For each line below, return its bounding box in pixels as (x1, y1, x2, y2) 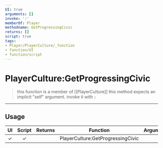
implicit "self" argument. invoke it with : (16, 94, 97, 100)
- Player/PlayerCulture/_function (5, 43, 75, 48)
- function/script (5, 52, 42, 57)
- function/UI (5, 47, 34, 52)
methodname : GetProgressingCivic (5, 25, 73, 30)
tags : (5, 39, 16, 44)
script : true (5, 34, 32, 39)
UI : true (5, 7, 23, 12)
